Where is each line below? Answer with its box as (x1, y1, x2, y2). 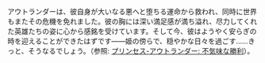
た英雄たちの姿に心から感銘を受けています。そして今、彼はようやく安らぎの (7, 27, 257, 35)
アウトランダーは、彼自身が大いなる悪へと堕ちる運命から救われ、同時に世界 (7, 7, 257, 16)
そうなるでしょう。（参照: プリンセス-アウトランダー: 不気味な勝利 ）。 (28, 46, 255, 55)
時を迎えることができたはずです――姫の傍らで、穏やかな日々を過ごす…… (7, 36, 248, 46)
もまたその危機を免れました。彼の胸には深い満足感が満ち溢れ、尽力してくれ (7, 17, 258, 26)
